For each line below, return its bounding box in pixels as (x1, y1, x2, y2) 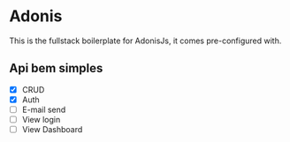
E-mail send (21, 104, 66, 115)
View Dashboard (21, 124, 83, 134)
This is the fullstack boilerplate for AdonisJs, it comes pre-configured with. (9, 35, 282, 46)
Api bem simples (9, 61, 103, 76)
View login (21, 114, 61, 124)
